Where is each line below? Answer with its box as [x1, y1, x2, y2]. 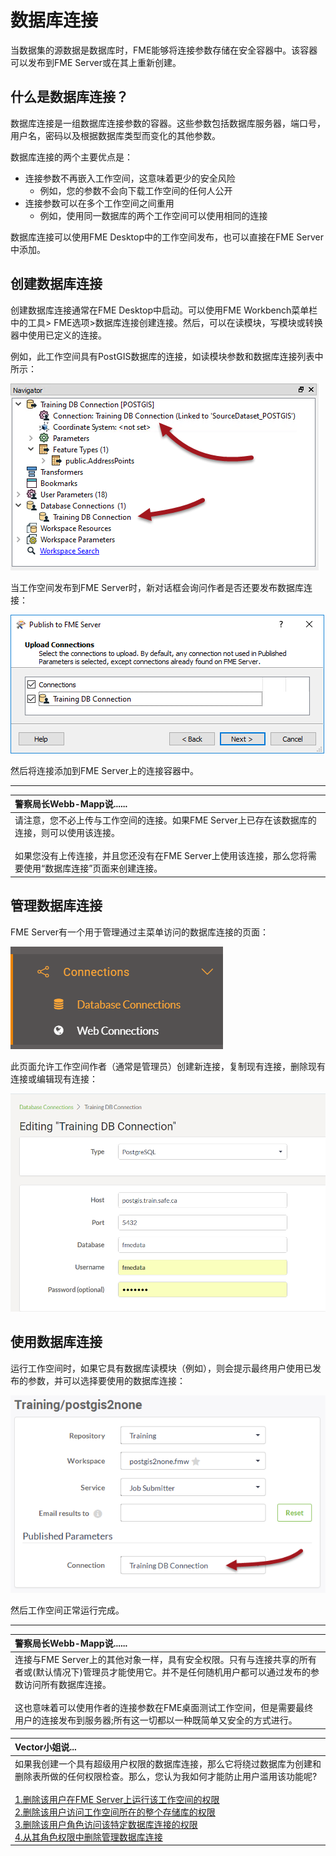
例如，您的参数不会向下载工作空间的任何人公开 [39, 184, 233, 196]
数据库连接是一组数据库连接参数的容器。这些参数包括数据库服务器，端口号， [10, 117, 326, 129]
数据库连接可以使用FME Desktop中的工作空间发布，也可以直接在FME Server [10, 231, 324, 243]
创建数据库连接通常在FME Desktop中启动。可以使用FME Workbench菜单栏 [10, 304, 318, 316]
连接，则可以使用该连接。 [14, 827, 120, 839]
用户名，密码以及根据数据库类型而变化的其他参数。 [10, 129, 221, 141]
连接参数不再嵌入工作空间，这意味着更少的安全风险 [24, 172, 236, 184]
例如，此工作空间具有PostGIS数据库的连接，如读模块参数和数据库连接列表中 [10, 350, 324, 362]
